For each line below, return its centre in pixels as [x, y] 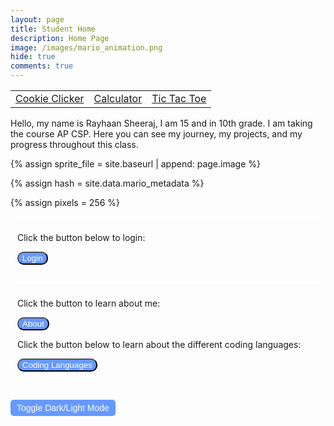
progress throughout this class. [74, 144]
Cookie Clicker [50, 98]
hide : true [33, 57]
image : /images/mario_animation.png [86, 47]
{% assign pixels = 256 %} [65, 202]
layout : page [37, 19]
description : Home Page [60, 38]
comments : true [42, 66]
